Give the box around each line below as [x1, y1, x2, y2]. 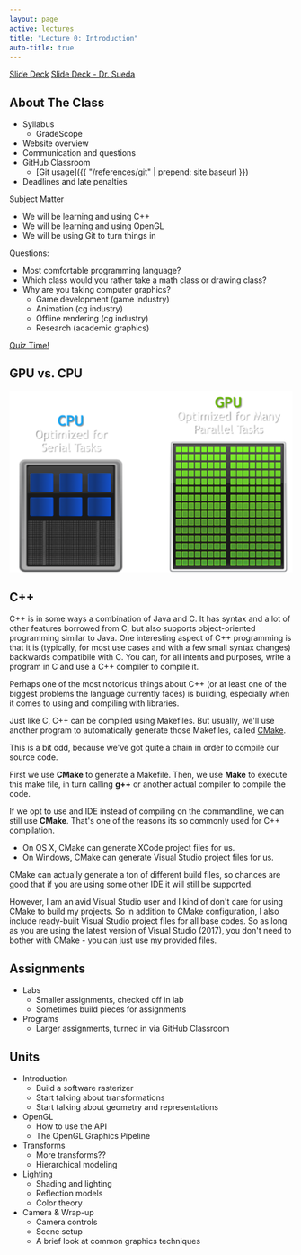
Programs [22, 1014, 59, 1025]
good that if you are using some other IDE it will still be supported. [9, 879, 253, 890]
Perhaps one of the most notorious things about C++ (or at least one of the [9, 679, 288, 690]
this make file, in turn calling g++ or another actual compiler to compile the [9, 779, 286, 790]
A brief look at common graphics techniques [35, 1236, 200, 1247]
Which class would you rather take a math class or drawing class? [22, 275, 267, 285]
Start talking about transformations [35, 1092, 165, 1103]
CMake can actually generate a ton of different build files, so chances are [9, 870, 281, 880]
